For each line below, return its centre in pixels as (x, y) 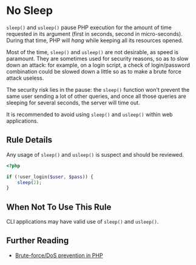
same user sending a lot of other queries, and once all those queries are (96, 96)
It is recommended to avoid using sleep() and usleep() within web (90, 114)
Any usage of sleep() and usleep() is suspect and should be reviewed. (95, 154)
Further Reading (38, 241)
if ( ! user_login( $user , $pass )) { (50, 177)
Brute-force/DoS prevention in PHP (59, 255)
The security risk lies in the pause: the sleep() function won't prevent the (98, 89)
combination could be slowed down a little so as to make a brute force (94, 71)
